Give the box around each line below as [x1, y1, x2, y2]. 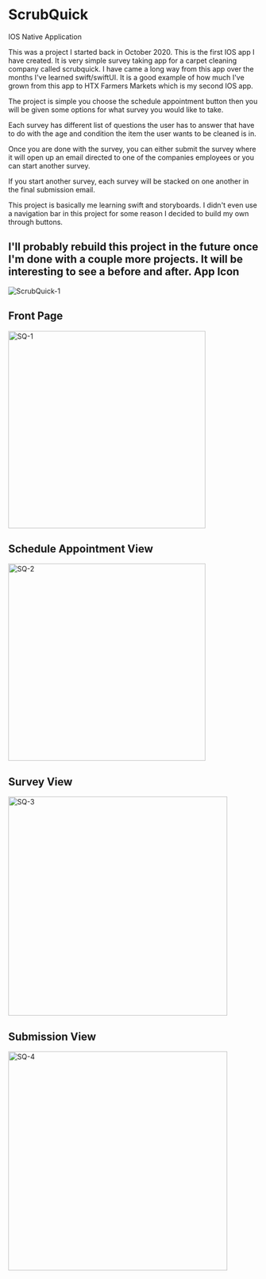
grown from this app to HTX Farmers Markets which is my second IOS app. [8, 81, 254, 91]
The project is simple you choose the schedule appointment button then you [8, 96, 258, 106]
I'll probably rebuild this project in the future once [8, 240, 259, 254]
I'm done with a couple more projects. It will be [8, 253, 244, 266]
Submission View [8, 1029, 97, 1043]
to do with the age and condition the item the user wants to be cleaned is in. [8, 129, 256, 138]
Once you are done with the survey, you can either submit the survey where [8, 144, 256, 153]
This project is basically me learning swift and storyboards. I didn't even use [8, 200, 258, 210]
